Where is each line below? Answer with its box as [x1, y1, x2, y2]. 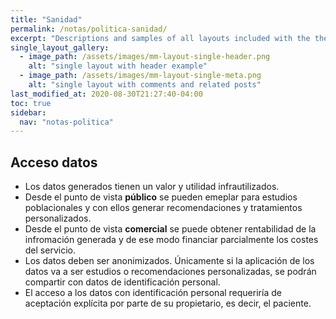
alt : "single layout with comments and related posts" [28, 80, 262, 90]
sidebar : [10, 107, 47, 118]
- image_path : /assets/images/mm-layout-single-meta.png [19, 71, 262, 81]
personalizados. [24, 212, 92, 225]
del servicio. [24, 244, 76, 256]
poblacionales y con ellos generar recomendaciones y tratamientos [24, 202, 303, 214]
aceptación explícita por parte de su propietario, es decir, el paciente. [24, 297, 312, 310]
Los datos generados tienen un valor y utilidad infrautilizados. [24, 181, 280, 193]
